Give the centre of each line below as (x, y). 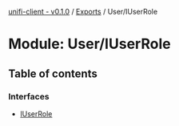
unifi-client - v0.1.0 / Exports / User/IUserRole (83, 12)
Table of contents (53, 73)
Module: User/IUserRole (89, 44)
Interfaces (29, 96)
